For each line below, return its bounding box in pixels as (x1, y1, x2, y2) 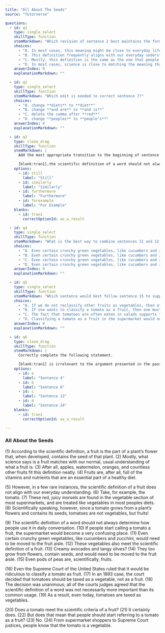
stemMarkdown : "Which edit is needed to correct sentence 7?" (14, 93, 144, 98)
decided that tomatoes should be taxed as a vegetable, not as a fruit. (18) (5, 576, 153, 582)
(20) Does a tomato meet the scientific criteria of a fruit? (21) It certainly (5, 606, 150, 612)
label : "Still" (23, 175, 54, 180)
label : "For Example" (23, 203, 67, 208)
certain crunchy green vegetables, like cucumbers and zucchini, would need (5, 535, 160, 541)
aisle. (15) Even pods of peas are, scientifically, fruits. (5, 556, 113, 562)
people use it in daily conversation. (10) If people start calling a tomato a (5, 525, 151, 531)
